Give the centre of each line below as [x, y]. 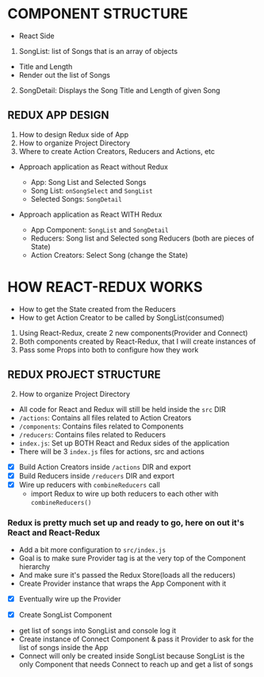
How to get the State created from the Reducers [97, 309]
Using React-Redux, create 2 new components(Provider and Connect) [133, 333]
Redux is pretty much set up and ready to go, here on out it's [126, 522]
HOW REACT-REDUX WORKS [105, 287]
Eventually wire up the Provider [70, 598]
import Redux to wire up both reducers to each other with [124, 494]
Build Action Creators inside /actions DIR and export [105, 467]
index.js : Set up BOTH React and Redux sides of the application [124, 443]
